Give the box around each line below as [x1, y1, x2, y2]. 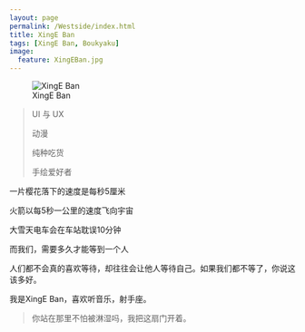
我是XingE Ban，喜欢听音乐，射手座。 [9, 294, 152, 304]
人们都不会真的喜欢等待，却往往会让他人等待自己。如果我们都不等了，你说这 [9, 263, 296, 273]
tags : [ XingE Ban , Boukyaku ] [9, 38, 120, 48]
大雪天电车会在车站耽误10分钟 [9, 224, 122, 235]
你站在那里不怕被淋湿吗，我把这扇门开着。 [31, 313, 192, 323]
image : [9, 47, 34, 56]
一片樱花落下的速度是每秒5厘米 [9, 186, 126, 196]
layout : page [9, 13, 59, 23]
